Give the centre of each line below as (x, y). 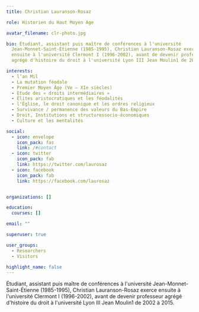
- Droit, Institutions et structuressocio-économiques (81, 115)
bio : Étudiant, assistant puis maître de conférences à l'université (94, 44)
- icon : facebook (33, 170)
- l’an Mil (25, 77)
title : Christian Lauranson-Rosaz (49, 12)
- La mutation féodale (39, 82)
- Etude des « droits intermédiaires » (61, 93)
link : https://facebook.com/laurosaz (63, 181)
